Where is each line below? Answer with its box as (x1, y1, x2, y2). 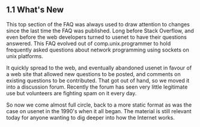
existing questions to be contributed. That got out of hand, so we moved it (6, 77, 190, 84)
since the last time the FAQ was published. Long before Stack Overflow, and (6, 27, 194, 34)
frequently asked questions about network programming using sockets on (6, 46, 189, 53)
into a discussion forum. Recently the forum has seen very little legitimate (6, 83, 188, 90)
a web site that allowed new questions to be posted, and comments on (6, 70, 181, 77)
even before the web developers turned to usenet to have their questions (6, 33, 187, 41)
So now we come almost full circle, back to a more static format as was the (6, 101, 192, 108)
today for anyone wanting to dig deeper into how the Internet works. (6, 114, 175, 121)
